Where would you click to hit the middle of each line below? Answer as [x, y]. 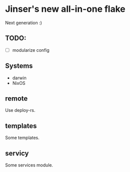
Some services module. [29, 165]
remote [17, 99]
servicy [17, 153]
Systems [19, 66]
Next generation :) [23, 23]
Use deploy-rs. [20, 110]
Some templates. [22, 138]
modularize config [31, 50]
